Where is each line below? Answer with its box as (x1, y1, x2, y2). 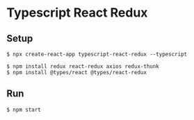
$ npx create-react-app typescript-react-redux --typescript (6, 51, 188, 58)
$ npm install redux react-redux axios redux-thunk (6, 63, 159, 70)
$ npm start (6, 106, 41, 113)
